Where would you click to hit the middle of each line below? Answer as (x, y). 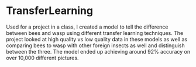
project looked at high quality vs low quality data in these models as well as (97, 39)
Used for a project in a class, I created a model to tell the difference (87, 27)
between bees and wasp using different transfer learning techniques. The (95, 33)
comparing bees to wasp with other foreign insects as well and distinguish (96, 45)
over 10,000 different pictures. (42, 58)
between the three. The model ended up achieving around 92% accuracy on (98, 51)
